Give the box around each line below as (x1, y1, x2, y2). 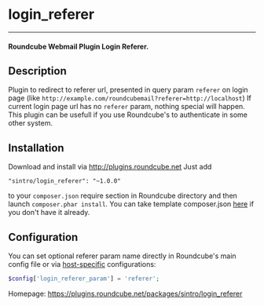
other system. (8, 118, 53, 128)
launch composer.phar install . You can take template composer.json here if (8, 199, 254, 209)
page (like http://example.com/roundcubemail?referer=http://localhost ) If (8, 93, 251, 103)
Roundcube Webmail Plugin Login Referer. (8, 42, 149, 51)
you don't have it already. (8, 208, 90, 217)
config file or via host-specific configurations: (8, 259, 156, 268)
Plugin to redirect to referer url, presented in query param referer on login (8, 85, 249, 95)
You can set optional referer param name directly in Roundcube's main (8, 251, 237, 260)
